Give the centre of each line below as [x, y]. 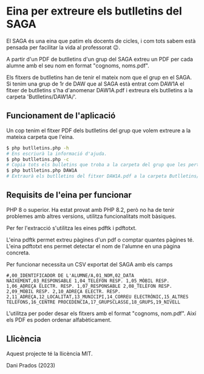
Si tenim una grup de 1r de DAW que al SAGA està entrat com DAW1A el [95, 84]
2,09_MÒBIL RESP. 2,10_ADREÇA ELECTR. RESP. [63, 291]
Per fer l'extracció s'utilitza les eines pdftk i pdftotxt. [72, 228]
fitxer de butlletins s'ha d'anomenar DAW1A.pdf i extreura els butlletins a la [100, 90]
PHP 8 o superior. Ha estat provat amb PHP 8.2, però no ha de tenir [90, 209]
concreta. [18, 253]
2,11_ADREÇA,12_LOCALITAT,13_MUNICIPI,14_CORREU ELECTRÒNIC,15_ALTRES [97, 297]
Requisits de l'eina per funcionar [69, 195]
